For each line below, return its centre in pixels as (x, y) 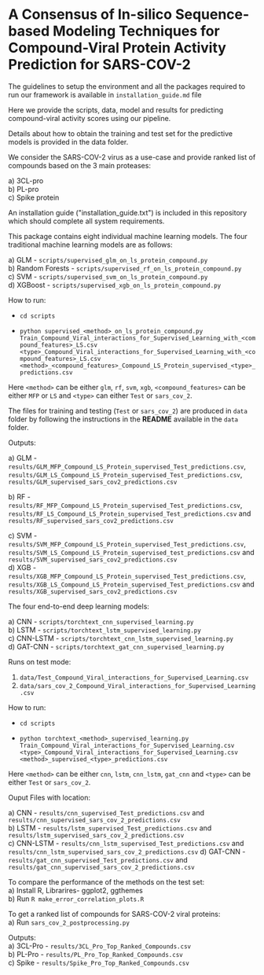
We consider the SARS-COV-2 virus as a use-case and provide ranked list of (132, 157)
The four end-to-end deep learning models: (79, 606)
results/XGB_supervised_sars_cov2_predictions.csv (93, 591)
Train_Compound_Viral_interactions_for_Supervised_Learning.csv (127, 745)
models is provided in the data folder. (68, 142)
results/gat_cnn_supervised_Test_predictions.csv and (98, 859)
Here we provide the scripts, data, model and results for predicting (116, 110)
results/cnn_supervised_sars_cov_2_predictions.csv (94, 820)
